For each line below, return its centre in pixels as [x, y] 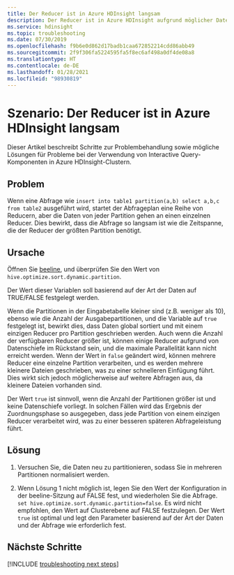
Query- [191, 155]
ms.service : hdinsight [40, 27]
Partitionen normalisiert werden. [63, 475]
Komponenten [28, 162]
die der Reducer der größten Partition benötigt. [74, 230]
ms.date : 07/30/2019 [37, 40]
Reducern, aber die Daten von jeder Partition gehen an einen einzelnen [109, 216]
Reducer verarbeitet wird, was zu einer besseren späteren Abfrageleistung [114, 421]
